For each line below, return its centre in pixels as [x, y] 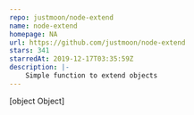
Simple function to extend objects [92, 76]
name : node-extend [43, 26]
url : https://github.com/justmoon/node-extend [97, 42]
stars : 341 [30, 51]
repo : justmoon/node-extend [62, 17]
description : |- [39, 68]
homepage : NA [34, 34]
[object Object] [37, 101]
